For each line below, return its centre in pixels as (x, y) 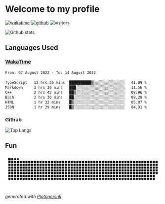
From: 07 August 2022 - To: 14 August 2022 (51, 72)
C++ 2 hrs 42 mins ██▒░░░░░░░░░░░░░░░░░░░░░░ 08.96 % (76, 92)
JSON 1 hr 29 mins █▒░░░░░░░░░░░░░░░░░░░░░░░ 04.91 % (76, 107)
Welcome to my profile (52, 9)
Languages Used (32, 48)
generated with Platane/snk (33, 197)
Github (14, 119)
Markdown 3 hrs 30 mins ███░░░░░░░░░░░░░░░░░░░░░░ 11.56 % (76, 87)
